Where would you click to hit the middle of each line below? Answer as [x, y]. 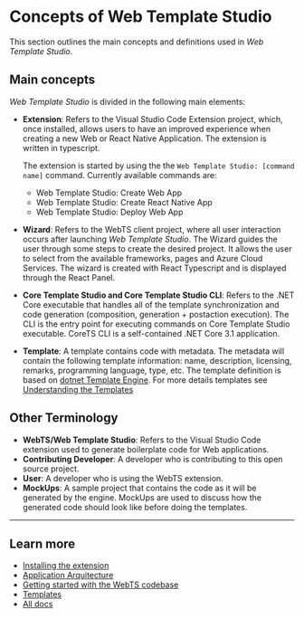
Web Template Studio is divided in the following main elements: [128, 101]
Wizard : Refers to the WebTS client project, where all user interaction [152, 229]
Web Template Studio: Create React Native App [124, 202]
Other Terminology [64, 418]
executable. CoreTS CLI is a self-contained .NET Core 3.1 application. [151, 333]
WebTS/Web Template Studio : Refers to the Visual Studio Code [142, 440]
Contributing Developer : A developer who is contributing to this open [152, 459]
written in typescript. [61, 147]
